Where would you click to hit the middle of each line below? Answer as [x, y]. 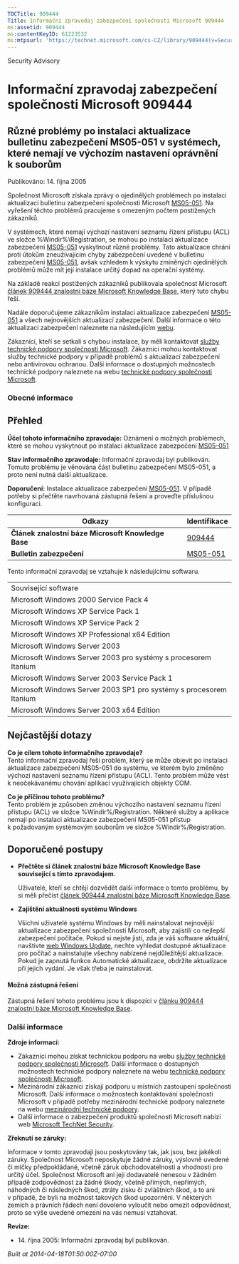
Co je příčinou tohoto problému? [56, 796]
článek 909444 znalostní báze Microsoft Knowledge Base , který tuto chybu [118, 291]
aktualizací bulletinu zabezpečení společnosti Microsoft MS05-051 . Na [111, 203]
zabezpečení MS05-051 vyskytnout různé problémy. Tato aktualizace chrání [119, 247]
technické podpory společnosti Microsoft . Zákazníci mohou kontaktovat [112, 349]
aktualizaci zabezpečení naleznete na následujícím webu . [91, 328]
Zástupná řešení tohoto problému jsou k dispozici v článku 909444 [106, 1001]
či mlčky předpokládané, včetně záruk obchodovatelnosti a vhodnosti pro [115, 1167]
